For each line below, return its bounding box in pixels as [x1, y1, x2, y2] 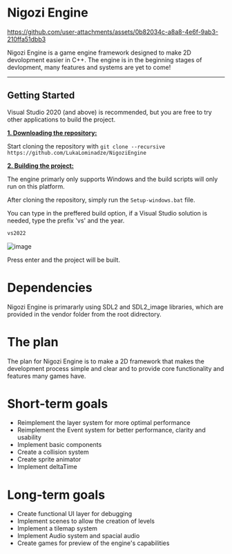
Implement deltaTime [17, 463, 77, 471]
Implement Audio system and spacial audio [17, 532, 140, 540]
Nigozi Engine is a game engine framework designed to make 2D [7, 48, 192, 57]
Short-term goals [7, 396, 108, 412]
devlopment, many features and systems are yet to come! [7, 63, 171, 71]
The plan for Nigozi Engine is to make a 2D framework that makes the [7, 357, 205, 365]
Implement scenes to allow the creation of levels [17, 517, 155, 526]
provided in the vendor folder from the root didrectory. [7, 309, 162, 318]
